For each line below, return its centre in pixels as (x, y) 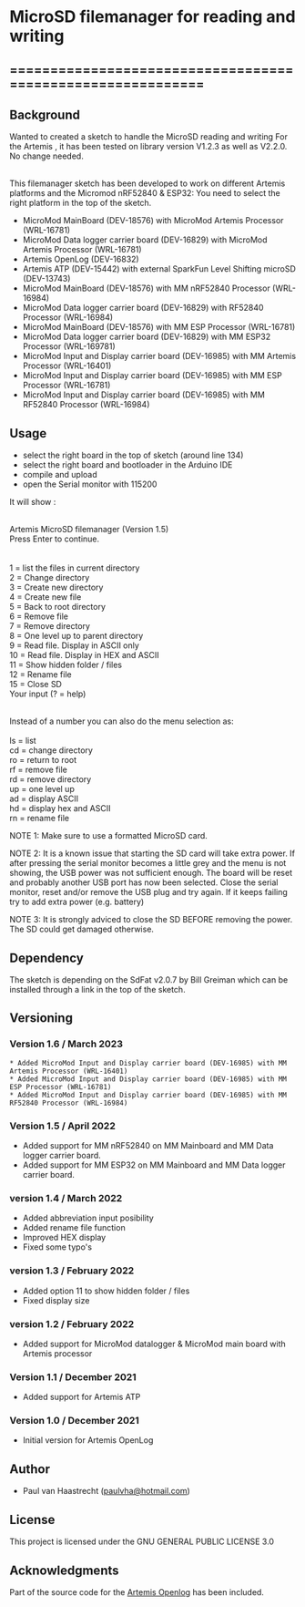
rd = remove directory (51, 779)
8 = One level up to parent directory (76, 636)
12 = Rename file (41, 675)
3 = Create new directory (56, 587)
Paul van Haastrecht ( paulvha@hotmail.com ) (107, 1491)
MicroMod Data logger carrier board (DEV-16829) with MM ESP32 (147, 337)
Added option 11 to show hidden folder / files (106, 1291)
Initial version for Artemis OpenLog (88, 1440)
